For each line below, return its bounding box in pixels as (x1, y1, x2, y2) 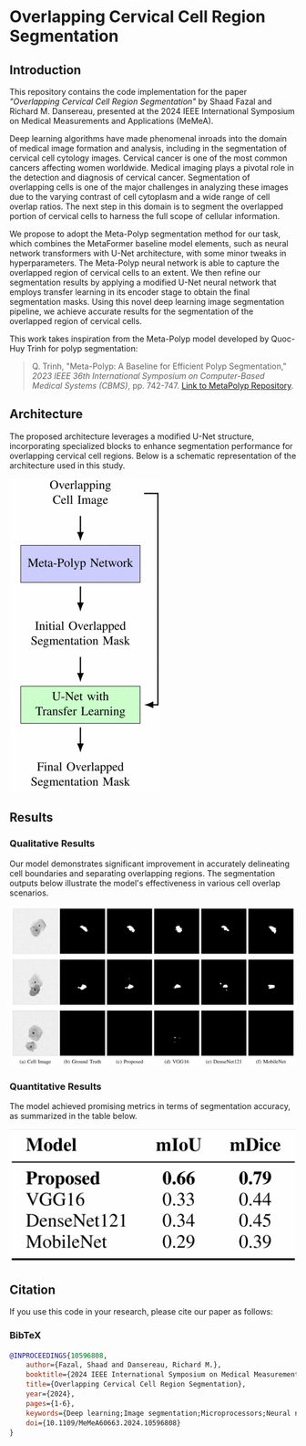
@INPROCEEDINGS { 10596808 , (9, 1351, 107, 1360)
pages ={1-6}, (25, 1399, 76, 1408)
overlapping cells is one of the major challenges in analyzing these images (9, 182, 289, 193)
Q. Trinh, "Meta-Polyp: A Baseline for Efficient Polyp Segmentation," (31, 361, 287, 372)
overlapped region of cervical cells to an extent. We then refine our (9, 267, 261, 278)
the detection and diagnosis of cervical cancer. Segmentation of (9, 172, 250, 183)
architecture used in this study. (9, 459, 126, 471)
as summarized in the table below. (9, 1111, 138, 1122)
